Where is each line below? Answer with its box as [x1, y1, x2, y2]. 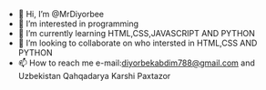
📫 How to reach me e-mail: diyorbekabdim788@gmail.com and [17, 57, 255, 68]
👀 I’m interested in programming [17, 18, 139, 29]
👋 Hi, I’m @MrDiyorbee [17, 9, 105, 19]
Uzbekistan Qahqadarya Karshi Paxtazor [17, 71, 171, 81]
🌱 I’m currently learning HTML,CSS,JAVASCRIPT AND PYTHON [17, 28, 255, 38]
